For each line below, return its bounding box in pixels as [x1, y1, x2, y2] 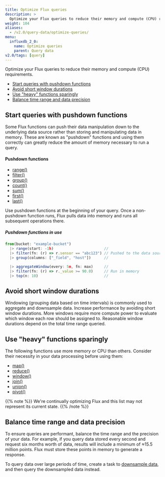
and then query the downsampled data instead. [5, 466, 101, 472]
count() [12, 183, 27, 188]
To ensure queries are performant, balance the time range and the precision [5, 430, 159, 437]
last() [12, 198, 23, 204]
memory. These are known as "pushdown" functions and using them [5, 134, 144, 140]
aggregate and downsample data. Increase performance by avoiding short [5, 305, 156, 311]
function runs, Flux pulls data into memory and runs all [27, 213, 137, 219]
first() [12, 193, 24, 199]
